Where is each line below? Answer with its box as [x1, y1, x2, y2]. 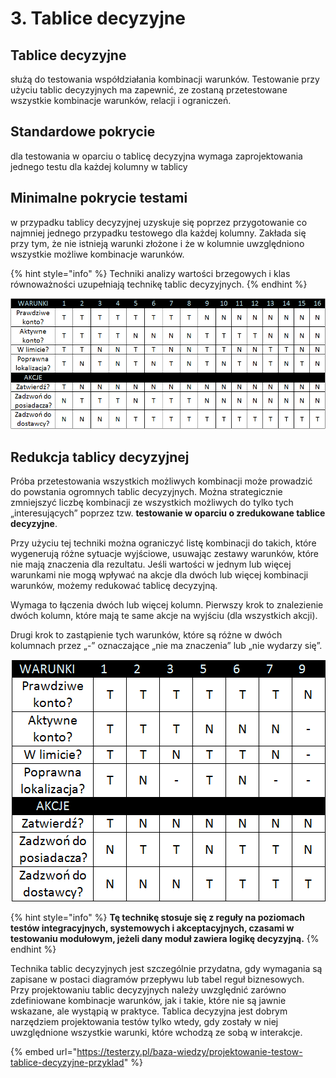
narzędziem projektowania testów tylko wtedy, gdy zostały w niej [10, 1016, 279, 1028]
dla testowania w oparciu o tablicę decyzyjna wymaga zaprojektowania [10, 150, 303, 162]
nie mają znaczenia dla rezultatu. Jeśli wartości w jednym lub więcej [10, 558, 292, 571]
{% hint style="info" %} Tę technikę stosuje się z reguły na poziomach [10, 912, 306, 924]
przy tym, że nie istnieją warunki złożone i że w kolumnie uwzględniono [10, 237, 305, 249]
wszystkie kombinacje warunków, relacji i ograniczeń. [10, 95, 232, 106]
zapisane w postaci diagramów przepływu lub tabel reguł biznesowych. [10, 973, 305, 986]
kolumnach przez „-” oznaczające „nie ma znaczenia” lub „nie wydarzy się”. [10, 640, 323, 652]
